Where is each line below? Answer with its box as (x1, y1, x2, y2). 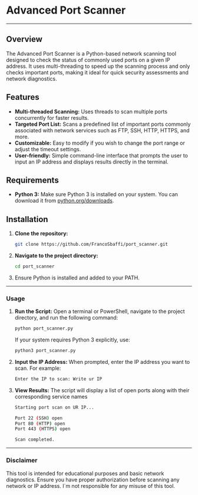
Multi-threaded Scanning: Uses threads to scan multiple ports (14, 108, 168, 115)
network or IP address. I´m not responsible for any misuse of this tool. (6, 482, 176, 489)
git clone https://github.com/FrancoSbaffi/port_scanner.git (14, 242, 169, 247)
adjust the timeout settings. (14, 145, 81, 152)
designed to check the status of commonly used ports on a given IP (6, 56, 170, 63)
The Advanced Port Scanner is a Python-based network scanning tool (6, 50, 177, 57)
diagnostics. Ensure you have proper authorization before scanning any (6, 476, 180, 483)
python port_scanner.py (14, 325, 74, 331)
